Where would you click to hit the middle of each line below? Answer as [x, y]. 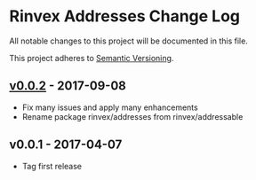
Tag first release [52, 166]
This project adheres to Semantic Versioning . [92, 58]
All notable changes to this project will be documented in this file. [129, 41]
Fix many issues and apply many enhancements [110, 107]
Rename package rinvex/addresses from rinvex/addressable [132, 116]
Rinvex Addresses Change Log [125, 16]
